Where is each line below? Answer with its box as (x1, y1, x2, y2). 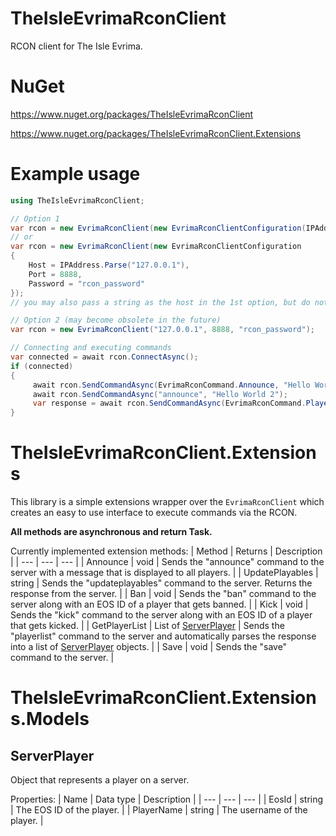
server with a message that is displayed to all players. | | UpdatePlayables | (10, 567, 319, 579)
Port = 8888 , (28, 269, 83, 279)
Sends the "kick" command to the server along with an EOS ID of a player (10, 609, 313, 621)
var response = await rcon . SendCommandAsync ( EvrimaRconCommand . (32, 398, 307, 409)
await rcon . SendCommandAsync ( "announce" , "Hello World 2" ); (32, 389, 288, 399)
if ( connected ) (10, 361, 74, 371)
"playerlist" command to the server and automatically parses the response (10, 630, 317, 642)
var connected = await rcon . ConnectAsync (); (10, 352, 199, 362)
